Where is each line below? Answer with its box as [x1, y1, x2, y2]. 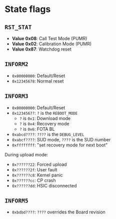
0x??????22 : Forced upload [11, 161, 67, 167]
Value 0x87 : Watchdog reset [11, 46, 71, 52]
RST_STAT [4, 24, 32, 31]
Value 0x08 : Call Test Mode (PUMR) [11, 36, 87, 41]
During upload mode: [4, 151, 48, 157]
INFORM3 [4, 93, 28, 100]
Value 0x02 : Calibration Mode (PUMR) [11, 41, 92, 47]
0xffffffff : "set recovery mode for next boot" [11, 142, 108, 148]
